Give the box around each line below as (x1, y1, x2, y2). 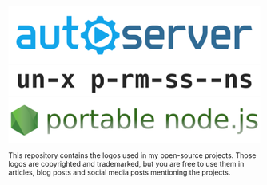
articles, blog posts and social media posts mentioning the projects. (8, 167, 231, 177)
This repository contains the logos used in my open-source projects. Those (8, 150, 257, 160)
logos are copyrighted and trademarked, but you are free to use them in (8, 159, 245, 168)
